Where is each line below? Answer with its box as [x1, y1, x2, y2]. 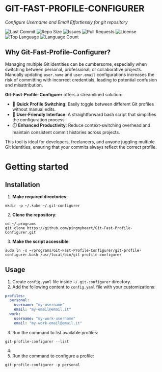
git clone [5, 225, 26, 231]
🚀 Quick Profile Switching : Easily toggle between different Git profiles [12, 101, 154, 107]
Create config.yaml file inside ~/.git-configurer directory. [12, 278, 132, 285]
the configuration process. [12, 116, 66, 123]
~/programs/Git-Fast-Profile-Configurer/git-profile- [29, 248, 141, 253]
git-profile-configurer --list [5, 339, 69, 344]
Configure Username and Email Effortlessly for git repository [5, 19, 128, 25]
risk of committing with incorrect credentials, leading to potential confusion [5, 77, 157, 82]
